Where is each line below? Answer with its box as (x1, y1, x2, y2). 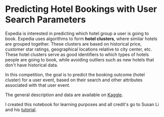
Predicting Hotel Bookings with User (5, 3, 157, 15)
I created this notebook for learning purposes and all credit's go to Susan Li (5, 101, 160, 107)
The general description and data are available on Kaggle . (5, 92, 123, 98)
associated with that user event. (5, 82, 70, 88)
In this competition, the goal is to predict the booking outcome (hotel (5, 71, 145, 77)
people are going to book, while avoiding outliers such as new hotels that (5, 57, 155, 62)
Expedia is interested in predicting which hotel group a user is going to (5, 30, 149, 36)
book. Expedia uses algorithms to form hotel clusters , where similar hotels (5, 36, 158, 42)
